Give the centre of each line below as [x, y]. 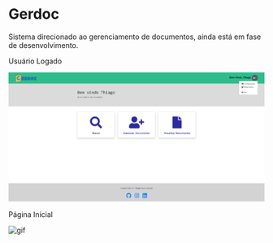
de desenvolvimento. [43, 45]
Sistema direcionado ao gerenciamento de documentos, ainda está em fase [135, 37]
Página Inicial [30, 215]
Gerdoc [34, 14]
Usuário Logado [35, 61]
